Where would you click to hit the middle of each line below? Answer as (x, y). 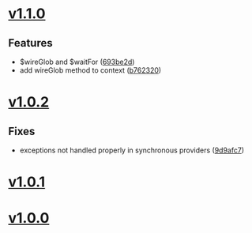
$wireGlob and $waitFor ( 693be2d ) (77, 62)
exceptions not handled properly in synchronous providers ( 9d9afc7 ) (132, 150)
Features (30, 43)
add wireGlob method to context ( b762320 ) (90, 70)
